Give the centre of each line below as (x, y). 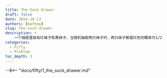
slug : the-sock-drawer (29, 28)
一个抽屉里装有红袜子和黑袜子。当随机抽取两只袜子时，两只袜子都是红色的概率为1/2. (89, 38)
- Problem (20, 51)
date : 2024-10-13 (23, 19)
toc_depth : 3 (19, 56)
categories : (17, 42)
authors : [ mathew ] (24, 24)
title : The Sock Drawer (30, 10)
